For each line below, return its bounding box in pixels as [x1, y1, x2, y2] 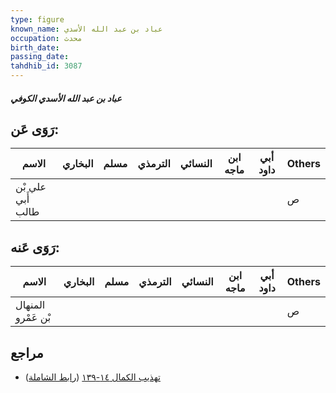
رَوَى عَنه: [10, 239, 60, 256]
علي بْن [15, 180, 47, 194]
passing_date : [10, 52, 70, 62]
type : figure [10, 14, 65, 25]
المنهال [15, 298, 46, 312]
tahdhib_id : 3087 [10, 61, 83, 71]
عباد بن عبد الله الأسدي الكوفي [10, 92, 122, 104]
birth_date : [10, 42, 60, 53]
